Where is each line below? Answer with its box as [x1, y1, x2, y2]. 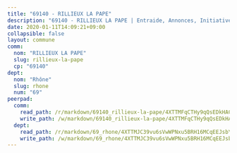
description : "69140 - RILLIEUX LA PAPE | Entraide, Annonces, [7, 17, 197, 24]
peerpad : [7, 96, 33, 103]
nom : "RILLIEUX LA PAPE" [13, 50, 87, 57]
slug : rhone [13, 82, 49, 90]
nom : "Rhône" [13, 75, 52, 83]
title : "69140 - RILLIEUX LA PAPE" [7, 10, 112, 18]
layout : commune [7, 37, 55, 44]
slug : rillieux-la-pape [13, 56, 83, 63]
